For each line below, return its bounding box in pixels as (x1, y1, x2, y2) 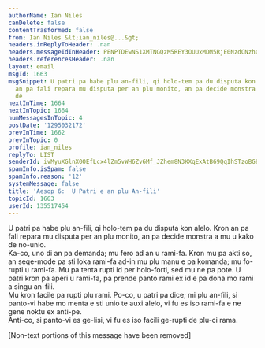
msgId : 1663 (8, 70, 47, 78)
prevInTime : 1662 (8, 128, 65, 136)
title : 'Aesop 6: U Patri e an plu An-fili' (8, 187, 160, 195)
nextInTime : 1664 (8, 99, 65, 107)
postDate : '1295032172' (8, 121, 87, 129)
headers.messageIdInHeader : (8, 48, 101, 56)
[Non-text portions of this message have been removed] (8, 331, 192, 340)
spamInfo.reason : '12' (8, 172, 83, 181)
